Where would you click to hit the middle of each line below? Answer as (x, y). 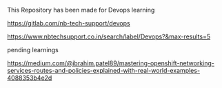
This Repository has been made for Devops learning (81, 10)
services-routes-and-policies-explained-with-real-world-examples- (104, 70)
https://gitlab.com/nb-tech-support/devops (69, 23)
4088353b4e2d (30, 78)
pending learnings (33, 50)
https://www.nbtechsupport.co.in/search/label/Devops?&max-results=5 (109, 36)
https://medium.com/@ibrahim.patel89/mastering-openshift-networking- (111, 63)
